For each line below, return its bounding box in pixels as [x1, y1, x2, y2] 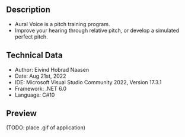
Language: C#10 [14, 91, 55, 98]
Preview [6, 109, 37, 119]
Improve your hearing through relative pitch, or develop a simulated [14, 27, 180, 34]
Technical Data [6, 50, 63, 60]
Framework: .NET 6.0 [14, 85, 67, 92]
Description [6, 5, 50, 15]
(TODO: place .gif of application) [6, 124, 86, 131]
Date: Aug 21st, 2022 [14, 72, 66, 79]
